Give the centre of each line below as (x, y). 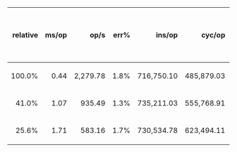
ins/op (167, 35)
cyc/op (213, 35)
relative (25, 35)
